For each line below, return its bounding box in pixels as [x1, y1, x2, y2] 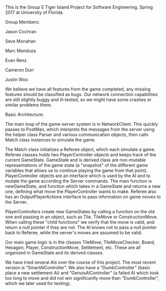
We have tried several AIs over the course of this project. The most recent [5, 259, 156, 265]
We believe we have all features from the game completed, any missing [5, 86, 151, 92]
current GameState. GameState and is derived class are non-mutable [5, 157, 146, 163]
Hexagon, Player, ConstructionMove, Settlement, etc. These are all [5, 244, 141, 250]
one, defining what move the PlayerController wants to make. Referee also [5, 189, 157, 194]
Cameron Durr [5, 67, 35, 73]
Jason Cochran [5, 29, 37, 34]
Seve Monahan [5, 38, 36, 44]
